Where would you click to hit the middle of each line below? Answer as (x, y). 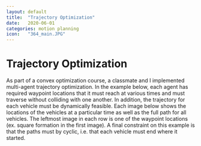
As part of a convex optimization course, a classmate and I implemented (95, 81)
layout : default (26, 12)
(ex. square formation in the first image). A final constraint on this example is (100, 125)
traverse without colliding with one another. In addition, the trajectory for (96, 100)
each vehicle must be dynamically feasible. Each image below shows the (96, 106)
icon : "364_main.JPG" (36, 34)
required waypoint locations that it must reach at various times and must (95, 93)
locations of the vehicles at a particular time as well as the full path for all (96, 112)
